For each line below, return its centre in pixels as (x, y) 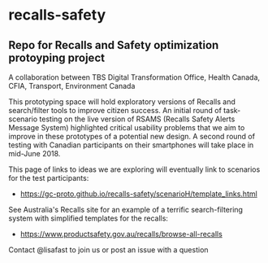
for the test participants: (49, 178)
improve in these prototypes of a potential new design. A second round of (132, 136)
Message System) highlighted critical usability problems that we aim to (127, 127)
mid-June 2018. (35, 153)
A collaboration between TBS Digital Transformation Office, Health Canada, (134, 77)
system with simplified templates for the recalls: (89, 218)
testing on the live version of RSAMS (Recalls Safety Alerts (137, 119)
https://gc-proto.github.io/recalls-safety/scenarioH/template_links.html (138, 194)
